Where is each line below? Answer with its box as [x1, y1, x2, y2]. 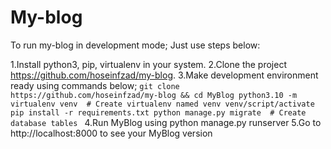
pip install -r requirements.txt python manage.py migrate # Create [10, 107, 307, 118]
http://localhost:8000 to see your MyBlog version [10, 127, 213, 139]
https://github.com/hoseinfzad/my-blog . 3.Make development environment [10, 69, 319, 81]
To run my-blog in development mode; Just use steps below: [10, 39, 261, 51]
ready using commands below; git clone [10, 79, 180, 91]
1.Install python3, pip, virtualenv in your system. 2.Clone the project [10, 58, 287, 70]
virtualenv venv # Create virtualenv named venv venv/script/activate [10, 99, 315, 109]
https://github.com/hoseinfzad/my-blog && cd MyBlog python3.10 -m [10, 90, 298, 100]
